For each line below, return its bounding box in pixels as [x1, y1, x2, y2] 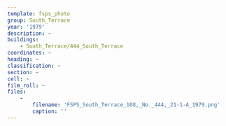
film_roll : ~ [7, 82, 45, 89]
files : [7, 88, 27, 95]
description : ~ [7, 29, 52, 37]
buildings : [7, 36, 39, 43]
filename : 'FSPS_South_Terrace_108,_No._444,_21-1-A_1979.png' [32, 101, 220, 108]
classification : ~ [7, 62, 61, 69]
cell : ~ [7, 75, 30, 83]
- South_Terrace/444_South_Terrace [20, 43, 124, 50]
